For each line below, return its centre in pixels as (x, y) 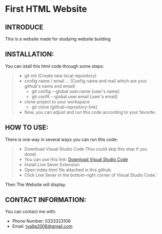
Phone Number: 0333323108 (41, 221)
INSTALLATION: (30, 54)
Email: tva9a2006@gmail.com (42, 226)
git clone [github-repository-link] (64, 107)
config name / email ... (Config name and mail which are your (86, 81)
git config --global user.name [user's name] (75, 91)
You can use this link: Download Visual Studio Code (76, 159)
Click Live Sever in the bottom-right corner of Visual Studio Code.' (91, 175)
